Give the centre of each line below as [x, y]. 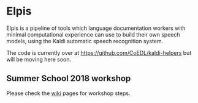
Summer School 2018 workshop [69, 78]
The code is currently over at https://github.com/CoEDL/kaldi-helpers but [99, 52]
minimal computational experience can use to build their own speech [93, 34]
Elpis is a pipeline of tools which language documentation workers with [96, 28]
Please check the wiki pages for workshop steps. [68, 93]
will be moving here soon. [39, 59]
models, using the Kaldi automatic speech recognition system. [85, 41]
